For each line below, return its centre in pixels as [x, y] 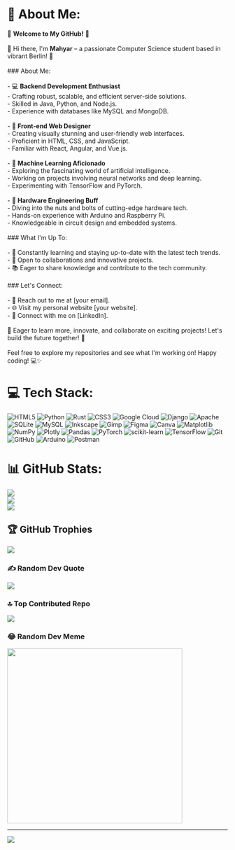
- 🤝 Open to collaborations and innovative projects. [80, 260]
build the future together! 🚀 [46, 337]
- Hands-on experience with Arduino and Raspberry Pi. [86, 215]
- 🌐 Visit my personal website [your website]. [72, 307]
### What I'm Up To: [37, 237]
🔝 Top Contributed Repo [49, 604]
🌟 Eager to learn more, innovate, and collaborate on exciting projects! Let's [115, 330]
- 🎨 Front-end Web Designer [49, 126]
